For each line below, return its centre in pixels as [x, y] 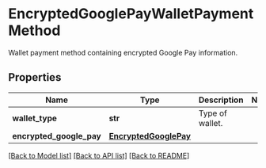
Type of [213, 113]
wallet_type [34, 118]
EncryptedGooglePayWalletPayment [131, 14]
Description [221, 100]
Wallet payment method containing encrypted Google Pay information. [123, 52]
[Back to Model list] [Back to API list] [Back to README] [99, 155]
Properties [35, 77]
